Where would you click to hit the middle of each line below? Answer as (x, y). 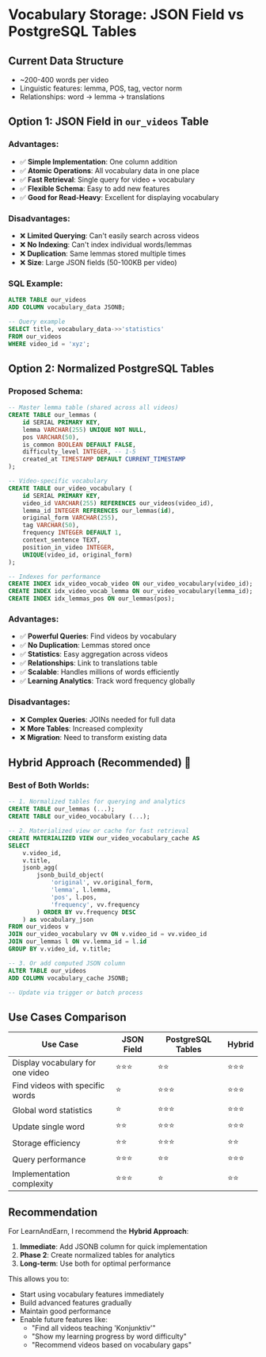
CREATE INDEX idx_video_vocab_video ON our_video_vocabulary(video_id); (131, 584)
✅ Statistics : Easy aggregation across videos (94, 654)
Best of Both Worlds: (49, 785)
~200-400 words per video (64, 80)
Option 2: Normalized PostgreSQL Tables (111, 368)
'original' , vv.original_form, (102, 883)
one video (31, 1073)
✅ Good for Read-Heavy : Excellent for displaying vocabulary (119, 197)
